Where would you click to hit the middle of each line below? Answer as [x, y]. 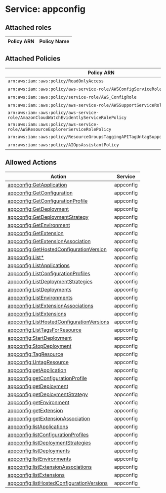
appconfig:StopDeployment [40, 346]
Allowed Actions [31, 162]
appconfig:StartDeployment [40, 338]
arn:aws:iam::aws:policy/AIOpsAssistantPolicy [63, 145]
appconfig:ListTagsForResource [44, 330]
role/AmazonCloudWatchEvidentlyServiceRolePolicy [67, 117]
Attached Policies [33, 59]
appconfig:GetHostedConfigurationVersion [57, 249]
